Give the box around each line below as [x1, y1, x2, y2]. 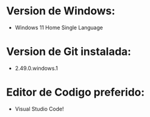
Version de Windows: [6, 4, 116, 18]
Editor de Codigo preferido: [6, 85, 145, 99]
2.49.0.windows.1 [14, 64, 58, 72]
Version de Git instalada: [6, 45, 131, 59]
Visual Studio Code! [14, 105, 64, 112]
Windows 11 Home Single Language [14, 24, 103, 31]
